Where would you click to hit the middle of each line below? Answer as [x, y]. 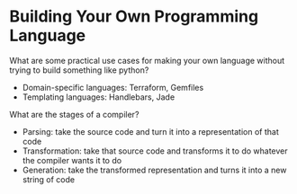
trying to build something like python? [79, 70]
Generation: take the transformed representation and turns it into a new [154, 170]
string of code [48, 179]
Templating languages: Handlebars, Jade [99, 97]
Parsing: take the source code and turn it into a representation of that [150, 131]
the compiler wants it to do [72, 160]
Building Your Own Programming [134, 17]
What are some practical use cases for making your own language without [147, 60]
